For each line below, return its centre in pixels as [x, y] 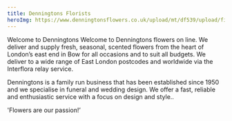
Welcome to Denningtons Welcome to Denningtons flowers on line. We [108, 39]
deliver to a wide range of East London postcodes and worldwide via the [110, 61]
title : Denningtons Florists [49, 13]
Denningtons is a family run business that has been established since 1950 [113, 82]
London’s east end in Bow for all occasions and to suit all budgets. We [106, 54]
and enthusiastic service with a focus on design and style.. [91, 96]
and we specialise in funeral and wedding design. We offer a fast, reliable [112, 89]
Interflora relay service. [40, 69]
